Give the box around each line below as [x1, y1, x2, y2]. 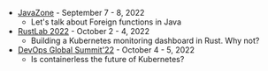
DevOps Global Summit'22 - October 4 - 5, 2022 [17, 45, 195, 55]
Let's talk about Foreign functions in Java [30, 17, 182, 27]
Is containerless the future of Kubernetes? [30, 54, 185, 64]
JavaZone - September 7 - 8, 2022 [17, 8, 145, 18]
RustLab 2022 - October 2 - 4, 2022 [17, 26, 150, 36]
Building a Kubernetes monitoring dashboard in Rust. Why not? [30, 35, 260, 46]
